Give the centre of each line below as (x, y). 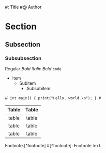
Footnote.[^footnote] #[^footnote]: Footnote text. (53, 145)
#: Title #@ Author (23, 7)
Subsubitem (38, 88)
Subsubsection (23, 58)
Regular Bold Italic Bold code (33, 69)
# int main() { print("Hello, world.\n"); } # (53, 98)
